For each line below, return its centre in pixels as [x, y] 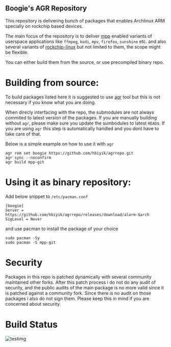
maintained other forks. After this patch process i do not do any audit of [81, 282]
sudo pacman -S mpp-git [31, 242]
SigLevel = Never [24, 219]
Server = [15, 210]
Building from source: [52, 83]
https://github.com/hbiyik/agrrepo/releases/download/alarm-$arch [77, 215]
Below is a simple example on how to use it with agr [59, 144]
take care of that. [23, 134]
